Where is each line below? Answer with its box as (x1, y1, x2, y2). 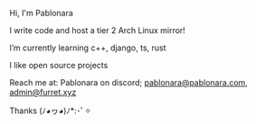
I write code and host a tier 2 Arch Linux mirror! (9, 25, 185, 35)
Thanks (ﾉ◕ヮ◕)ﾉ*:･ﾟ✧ (9, 105, 92, 116)
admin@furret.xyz (9, 87, 77, 97)
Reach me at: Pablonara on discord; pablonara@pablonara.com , (9, 77, 249, 88)
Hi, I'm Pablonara (9, 8, 74, 18)
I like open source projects (9, 60, 109, 70)
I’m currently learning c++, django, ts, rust (9, 42, 166, 53)
